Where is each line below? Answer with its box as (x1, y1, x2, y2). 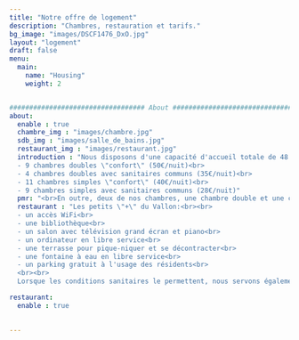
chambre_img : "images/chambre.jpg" (17, 128, 153, 137)
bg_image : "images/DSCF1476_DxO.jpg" (9, 29, 149, 38)
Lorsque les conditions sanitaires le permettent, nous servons (17, 277, 261, 286)
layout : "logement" (9, 37, 82, 47)
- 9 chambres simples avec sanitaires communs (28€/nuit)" (17, 186, 241, 195)
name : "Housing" (25, 71, 86, 80)
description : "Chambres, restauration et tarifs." (9, 21, 201, 30)
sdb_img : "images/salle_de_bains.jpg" (17, 136, 166, 145)
